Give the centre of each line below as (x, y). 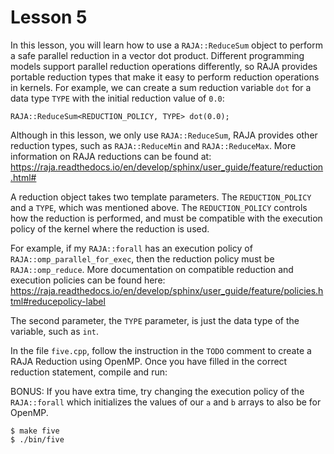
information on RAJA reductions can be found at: (111, 156)
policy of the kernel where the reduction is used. (110, 228)
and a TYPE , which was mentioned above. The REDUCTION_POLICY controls (159, 207)
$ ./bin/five (37, 439)
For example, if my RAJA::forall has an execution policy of (131, 248)
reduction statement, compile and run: (89, 372)
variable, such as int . (55, 331)
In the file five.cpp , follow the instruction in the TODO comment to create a (161, 350)
